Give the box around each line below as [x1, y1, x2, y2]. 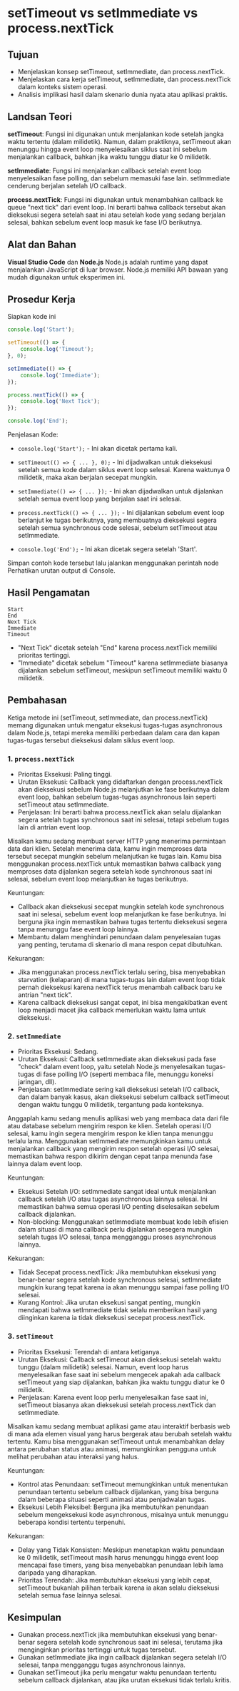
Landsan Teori [7, 111, 73, 123]
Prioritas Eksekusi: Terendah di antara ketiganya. [17, 1347, 162, 1356]
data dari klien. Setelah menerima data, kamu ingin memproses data [7, 844, 208, 853]
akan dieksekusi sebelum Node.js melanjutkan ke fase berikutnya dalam [17, 785, 230, 793]
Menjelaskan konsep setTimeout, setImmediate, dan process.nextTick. [17, 68, 225, 76]
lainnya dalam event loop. [7, 1160, 83, 1168]
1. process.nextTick [7, 754, 75, 764]
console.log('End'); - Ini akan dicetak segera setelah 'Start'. [17, 545, 198, 553]
